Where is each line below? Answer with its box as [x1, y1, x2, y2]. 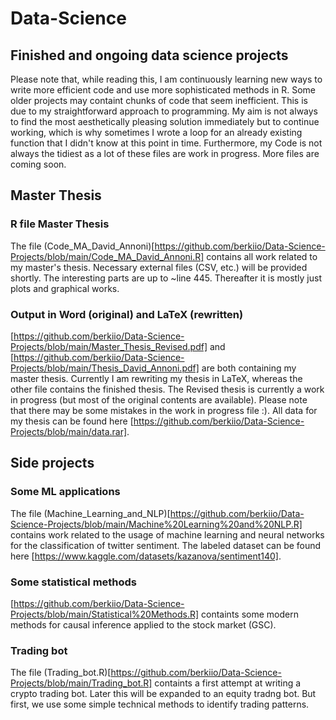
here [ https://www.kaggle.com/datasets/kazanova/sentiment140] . [10, 550, 282, 562]
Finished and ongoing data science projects [10, 47, 289, 64]
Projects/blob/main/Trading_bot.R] [10, 677, 153, 689]
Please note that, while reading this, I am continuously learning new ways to [10, 73, 323, 85]
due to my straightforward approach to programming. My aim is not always [10, 105, 318, 117]
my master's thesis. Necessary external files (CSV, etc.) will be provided [10, 261, 308, 273]
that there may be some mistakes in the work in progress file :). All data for [10, 404, 318, 416]
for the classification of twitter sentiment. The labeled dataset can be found [10, 539, 322, 551]
